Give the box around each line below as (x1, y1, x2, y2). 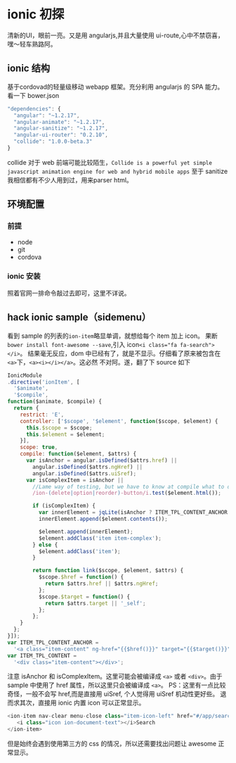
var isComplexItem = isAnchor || (25, 477, 124, 484)
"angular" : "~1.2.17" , (13, 112, 80, 119)
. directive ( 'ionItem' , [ (7, 378, 80, 386)
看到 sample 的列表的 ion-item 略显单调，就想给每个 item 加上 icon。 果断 (7, 332, 218, 340)
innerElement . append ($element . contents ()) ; (38, 515, 169, 523)
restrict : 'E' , (20, 411, 65, 418)
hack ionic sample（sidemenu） (7, 311, 152, 324)
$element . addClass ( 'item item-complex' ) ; (38, 534, 162, 542)
